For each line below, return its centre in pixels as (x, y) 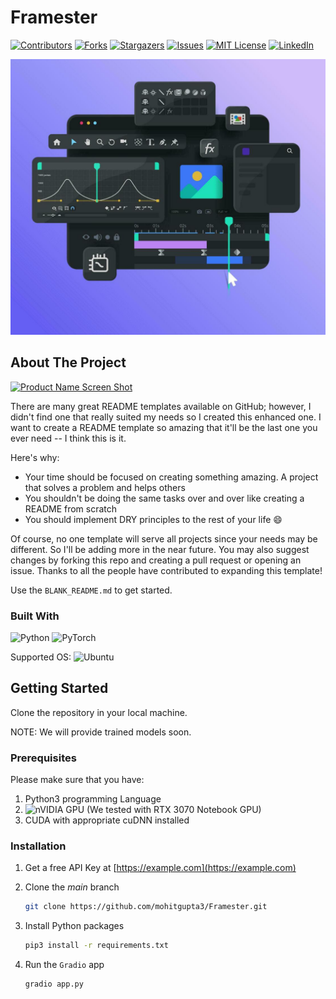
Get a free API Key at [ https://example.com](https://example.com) (160, 868)
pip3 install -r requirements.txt (96, 946)
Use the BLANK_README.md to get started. (91, 590)
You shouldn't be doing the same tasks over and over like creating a (164, 498)
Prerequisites (43, 758)
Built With (35, 616)
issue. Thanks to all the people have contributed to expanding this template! (166, 570)
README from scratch (71, 508)
